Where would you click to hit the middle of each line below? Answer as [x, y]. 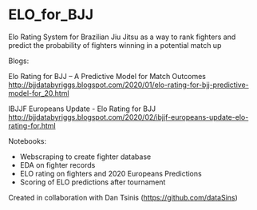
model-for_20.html [39, 93]
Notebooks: [28, 141]
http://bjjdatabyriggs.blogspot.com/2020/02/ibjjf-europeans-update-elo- [128, 117]
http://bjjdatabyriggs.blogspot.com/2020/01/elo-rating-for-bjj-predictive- [128, 85]
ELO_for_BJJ [51, 15]
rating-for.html [32, 125]
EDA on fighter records [57, 164]
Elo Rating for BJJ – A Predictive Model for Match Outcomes [107, 76]
